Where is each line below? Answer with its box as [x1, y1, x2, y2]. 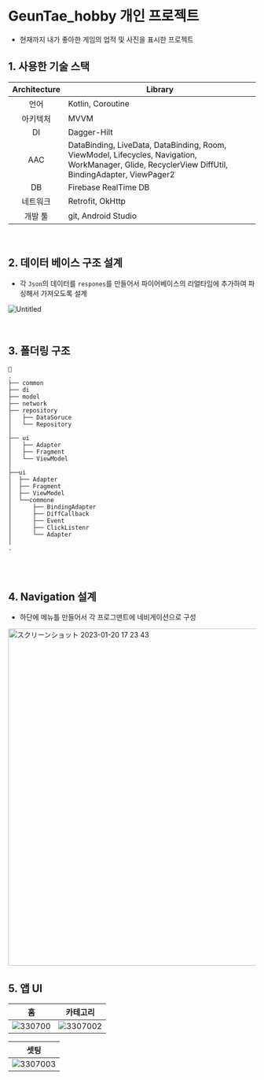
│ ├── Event [8, 517, 65, 525]
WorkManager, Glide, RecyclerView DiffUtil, [68, 159, 228, 170]
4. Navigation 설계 [8, 590, 97, 603]
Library [146, 83, 174, 94]
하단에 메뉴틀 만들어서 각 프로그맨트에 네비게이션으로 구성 [19, 612, 196, 622]
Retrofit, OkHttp [68, 195, 126, 206]
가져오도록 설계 [40, 288, 88, 298]
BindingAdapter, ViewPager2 [68, 168, 175, 179]
